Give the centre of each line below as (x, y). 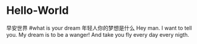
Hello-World (38, 11)
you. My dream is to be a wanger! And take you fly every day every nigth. (98, 34)
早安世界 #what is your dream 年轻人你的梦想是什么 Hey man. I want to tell (99, 28)
